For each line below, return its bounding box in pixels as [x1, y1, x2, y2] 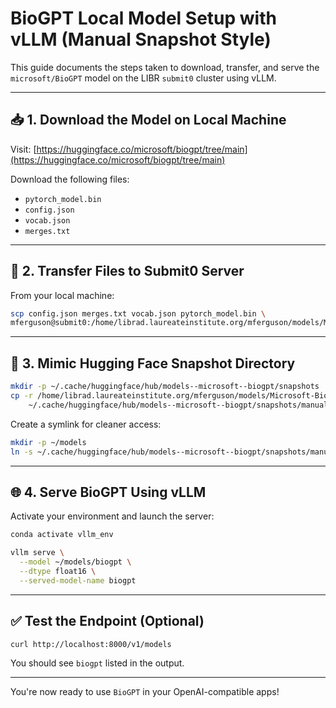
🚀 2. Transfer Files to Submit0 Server [10, 263, 245, 280]
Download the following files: [10, 173, 130, 185]
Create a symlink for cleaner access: [10, 418, 162, 430]
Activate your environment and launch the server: [10, 510, 215, 522]
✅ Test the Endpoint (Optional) [10, 613, 205, 630]
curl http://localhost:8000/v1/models [10, 639, 172, 649]
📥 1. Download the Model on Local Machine [10, 112, 287, 129]
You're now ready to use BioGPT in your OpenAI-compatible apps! [10, 686, 280, 698]
